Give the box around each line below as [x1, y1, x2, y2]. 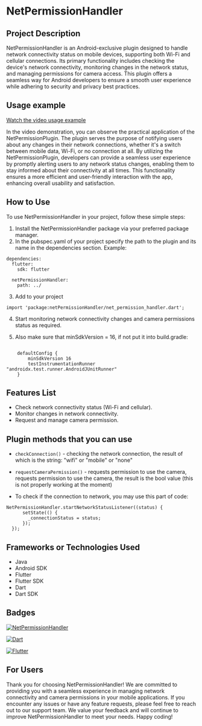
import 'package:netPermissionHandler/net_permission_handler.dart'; [6, 304, 185, 311]
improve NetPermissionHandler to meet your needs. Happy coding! [6, 713, 173, 720]
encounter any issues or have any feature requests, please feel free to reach [6, 700, 196, 707]
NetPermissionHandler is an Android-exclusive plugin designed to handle [6, 44, 188, 51]
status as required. [14, 322, 62, 329]
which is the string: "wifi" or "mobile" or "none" [14, 456, 133, 464]
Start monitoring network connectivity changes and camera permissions [14, 315, 195, 322]
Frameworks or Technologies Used [6, 542, 140, 553]
